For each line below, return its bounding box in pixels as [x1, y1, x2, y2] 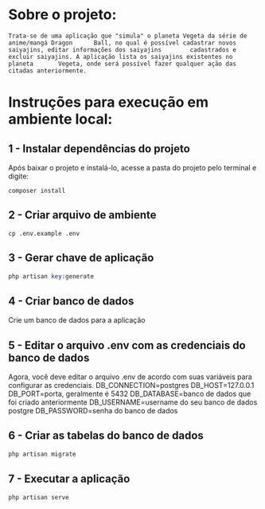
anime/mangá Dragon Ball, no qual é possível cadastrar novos [8, 38, 237, 47]
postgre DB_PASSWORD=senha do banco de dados [8, 406, 178, 416]
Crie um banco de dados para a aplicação [8, 315, 146, 325]
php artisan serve [8, 493, 69, 501]
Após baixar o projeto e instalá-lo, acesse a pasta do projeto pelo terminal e [8, 162, 257, 172]
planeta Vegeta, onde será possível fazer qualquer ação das [8, 60, 237, 68]
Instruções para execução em [8, 93, 209, 112]
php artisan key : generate [8, 272, 94, 280]
